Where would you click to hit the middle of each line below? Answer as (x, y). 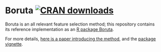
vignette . (14, 44)
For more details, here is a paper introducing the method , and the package (80, 39)
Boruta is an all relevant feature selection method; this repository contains (80, 24)
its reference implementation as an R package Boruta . (60, 29)
